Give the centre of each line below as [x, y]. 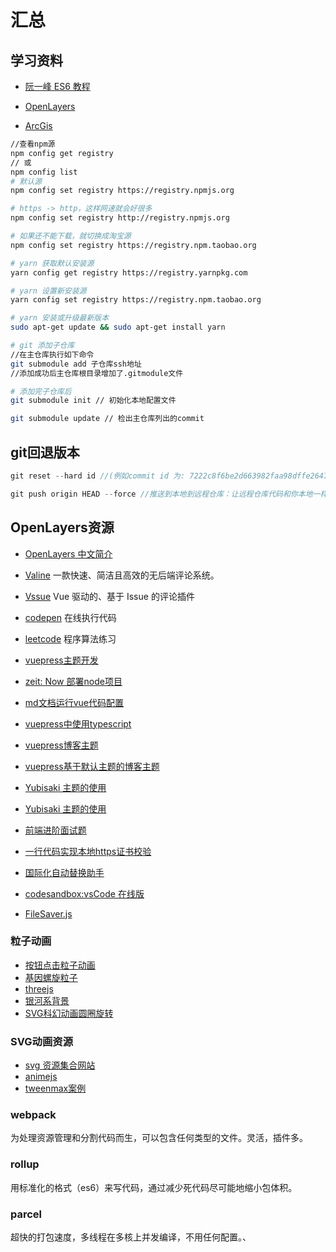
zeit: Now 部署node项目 [73, 681]
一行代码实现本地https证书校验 [88, 851]
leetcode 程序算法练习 [70, 638]
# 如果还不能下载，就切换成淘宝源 [71, 236]
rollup [25, 1164]
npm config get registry [62, 153]
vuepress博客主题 [61, 745]
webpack [33, 1115]
